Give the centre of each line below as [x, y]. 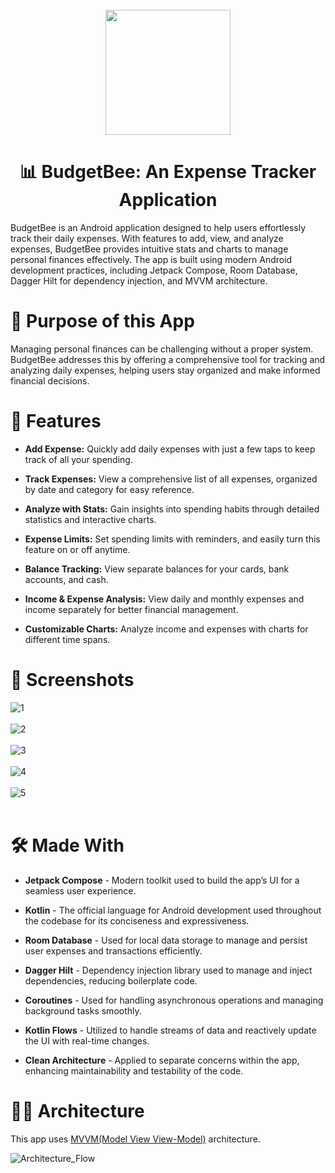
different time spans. [67, 639]
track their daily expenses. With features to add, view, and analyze [147, 238]
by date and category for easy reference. [109, 489]
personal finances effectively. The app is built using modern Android [151, 259]
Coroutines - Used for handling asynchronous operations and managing [174, 1000]
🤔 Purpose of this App [102, 321]
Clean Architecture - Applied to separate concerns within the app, [162, 1060]
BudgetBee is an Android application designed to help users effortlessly [158, 227]
